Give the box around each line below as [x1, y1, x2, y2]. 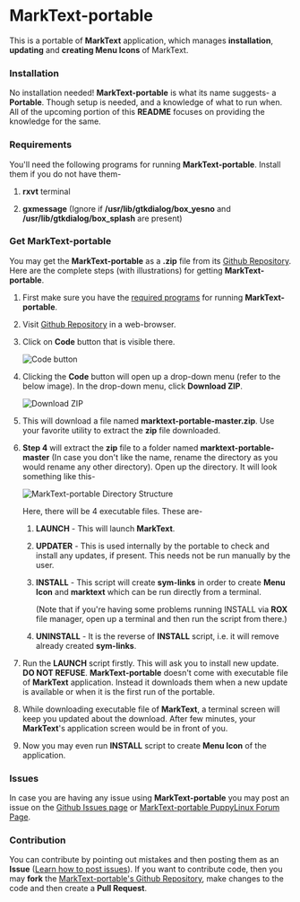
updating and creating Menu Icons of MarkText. [9, 44, 189, 55]
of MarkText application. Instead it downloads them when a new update [21, 677, 288, 687]
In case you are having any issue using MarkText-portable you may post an [9, 793, 289, 803]
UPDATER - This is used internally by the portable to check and [35, 540, 270, 551]
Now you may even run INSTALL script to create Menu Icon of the [21, 740, 267, 750]
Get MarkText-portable [9, 235, 112, 248]
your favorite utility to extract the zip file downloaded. [21, 425, 221, 435]
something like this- [21, 470, 96, 481]
